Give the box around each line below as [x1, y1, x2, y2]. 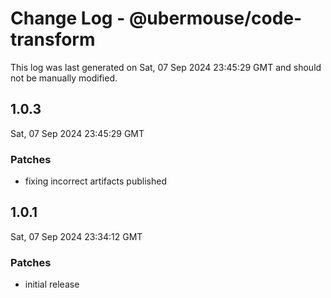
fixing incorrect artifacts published [24, 175, 167, 187]
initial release [24, 278, 80, 291]
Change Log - [10, 7, 126, 30]
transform [10, 28, 96, 51]
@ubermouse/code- [128, 7, 303, 30]
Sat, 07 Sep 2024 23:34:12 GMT [10, 230, 143, 242]
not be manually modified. [10, 72, 118, 84]
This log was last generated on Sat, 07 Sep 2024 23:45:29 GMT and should [10, 61, 322, 73]
